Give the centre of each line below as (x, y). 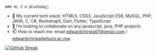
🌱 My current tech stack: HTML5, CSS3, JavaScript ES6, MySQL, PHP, (82, 16)
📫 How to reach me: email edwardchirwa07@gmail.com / (70, 32)
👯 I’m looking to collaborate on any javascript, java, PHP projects (76, 26)
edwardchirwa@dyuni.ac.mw (41, 38)
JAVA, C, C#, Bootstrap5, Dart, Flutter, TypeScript (61, 21)
